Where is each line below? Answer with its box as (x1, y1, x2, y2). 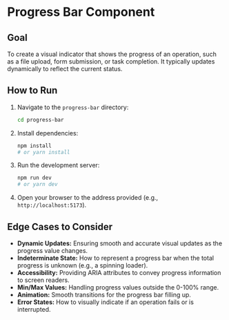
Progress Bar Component (7, 4, 155, 20)
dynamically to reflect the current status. (7, 65, 123, 73)
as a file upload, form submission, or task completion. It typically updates (7, 57, 215, 66)
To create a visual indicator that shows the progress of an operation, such (7, 50, 217, 58)
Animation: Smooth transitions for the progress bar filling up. (17, 291, 192, 299)
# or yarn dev (17, 181, 58, 188)
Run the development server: (17, 161, 100, 169)
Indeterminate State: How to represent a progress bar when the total (17, 254, 215, 262)
